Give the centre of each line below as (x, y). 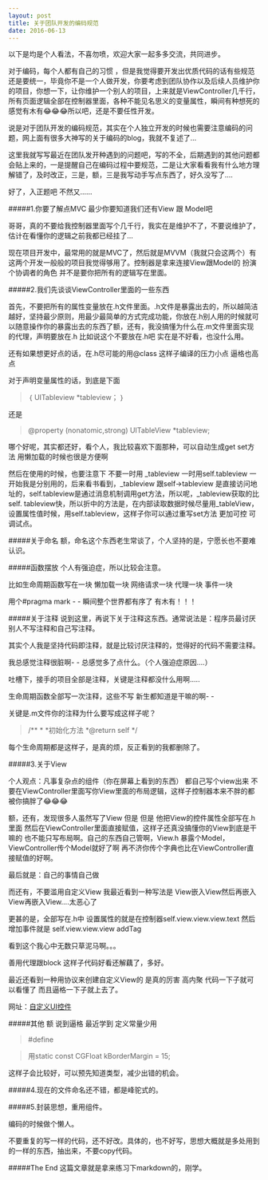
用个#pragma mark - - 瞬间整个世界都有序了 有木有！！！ (102, 602)
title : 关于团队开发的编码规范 (53, 23)
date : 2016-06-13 (37, 30)
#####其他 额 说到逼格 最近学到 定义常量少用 (83, 1024)
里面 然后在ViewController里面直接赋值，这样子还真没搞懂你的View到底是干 (132, 828)
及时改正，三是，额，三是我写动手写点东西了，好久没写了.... (134, 175)
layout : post (30, 16)
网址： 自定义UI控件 (40, 1007)
